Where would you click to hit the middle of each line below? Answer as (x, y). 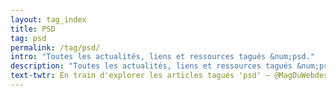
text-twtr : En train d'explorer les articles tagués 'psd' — (140, 76)
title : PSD (33, 29)
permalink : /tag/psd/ (55, 47)
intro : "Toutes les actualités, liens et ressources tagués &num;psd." (162, 57)
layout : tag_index (48, 19)
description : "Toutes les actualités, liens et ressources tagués (151, 66)
